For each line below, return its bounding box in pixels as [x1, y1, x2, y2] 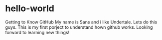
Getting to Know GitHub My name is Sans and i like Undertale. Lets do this [5, 19, 158, 25]
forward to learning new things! [5, 29, 70, 35]
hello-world [5, 3, 55, 14]
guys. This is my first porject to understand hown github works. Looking [5, 24, 153, 30]
